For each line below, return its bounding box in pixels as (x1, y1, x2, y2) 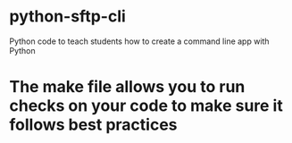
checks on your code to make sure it (9, 96, 283, 116)
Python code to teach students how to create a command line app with (9, 36, 270, 46)
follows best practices (9, 114, 178, 135)
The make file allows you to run (9, 77, 246, 97)
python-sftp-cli (9, 6, 127, 27)
